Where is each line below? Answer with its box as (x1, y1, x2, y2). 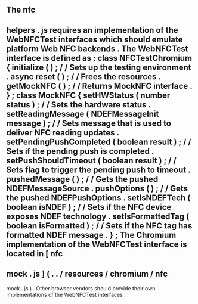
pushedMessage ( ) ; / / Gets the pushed (6, 174, 159, 184)
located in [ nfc (6, 249, 63, 259)
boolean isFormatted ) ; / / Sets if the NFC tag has (6, 221, 193, 231)
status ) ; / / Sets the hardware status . (6, 100, 151, 110)
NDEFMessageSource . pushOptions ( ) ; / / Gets (6, 183, 188, 193)
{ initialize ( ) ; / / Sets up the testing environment (6, 62, 192, 72)
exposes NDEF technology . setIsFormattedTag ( (6, 211, 190, 221)
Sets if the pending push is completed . (6, 146, 154, 156)
